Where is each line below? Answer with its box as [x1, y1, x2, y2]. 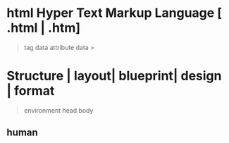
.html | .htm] [6, 20, 80, 36]
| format [6, 83, 55, 99]
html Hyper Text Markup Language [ [6, 5, 223, 21]
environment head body [23, 106, 94, 114]
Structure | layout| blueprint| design [6, 68, 222, 84]
